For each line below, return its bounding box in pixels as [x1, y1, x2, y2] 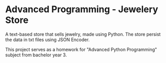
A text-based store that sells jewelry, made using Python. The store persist [5, 31, 161, 37]
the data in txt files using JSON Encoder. [5, 37, 90, 43]
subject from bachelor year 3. [5, 52, 67, 58]
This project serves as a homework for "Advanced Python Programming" [5, 46, 157, 52]
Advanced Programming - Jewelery [5, 4, 158, 15]
